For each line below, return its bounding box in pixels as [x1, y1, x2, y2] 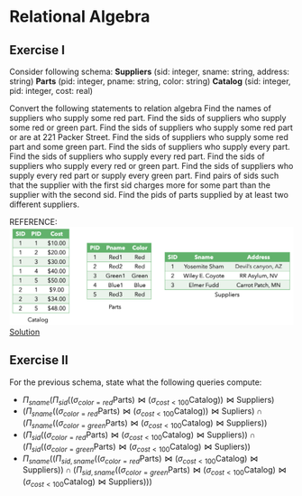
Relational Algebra [9, 6, 151, 27]
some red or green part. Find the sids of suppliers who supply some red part [9, 122, 293, 133]
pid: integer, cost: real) [9, 86, 93, 96]
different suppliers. [9, 199, 79, 210]
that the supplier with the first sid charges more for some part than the [9, 180, 270, 191]
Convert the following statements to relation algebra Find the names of [9, 103, 272, 114]
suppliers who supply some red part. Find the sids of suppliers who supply [9, 113, 287, 123]
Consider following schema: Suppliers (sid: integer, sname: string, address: [9, 66, 290, 77]
